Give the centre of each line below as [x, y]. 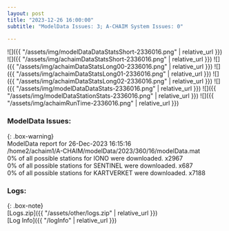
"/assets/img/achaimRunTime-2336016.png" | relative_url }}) [93, 103]
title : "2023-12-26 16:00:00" [51, 20]
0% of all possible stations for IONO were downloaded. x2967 [95, 158]
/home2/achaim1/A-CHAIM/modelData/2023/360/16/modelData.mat [104, 151]
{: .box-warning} [30, 136]
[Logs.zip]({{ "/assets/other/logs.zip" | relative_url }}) [82, 213]
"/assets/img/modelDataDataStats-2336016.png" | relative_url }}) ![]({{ [116, 89]
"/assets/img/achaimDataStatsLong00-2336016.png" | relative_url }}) [114, 67]
